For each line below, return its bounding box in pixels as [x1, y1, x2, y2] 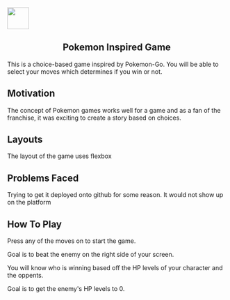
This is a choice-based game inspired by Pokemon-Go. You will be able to [7, 60, 219, 68]
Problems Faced [7, 172, 79, 184]
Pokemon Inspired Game [62, 42, 172, 54]
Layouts [7, 133, 43, 145]
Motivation [7, 88, 56, 100]
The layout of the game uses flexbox [7, 152, 113, 160]
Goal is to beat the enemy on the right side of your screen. [7, 250, 174, 258]
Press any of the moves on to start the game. [7, 237, 136, 245]
